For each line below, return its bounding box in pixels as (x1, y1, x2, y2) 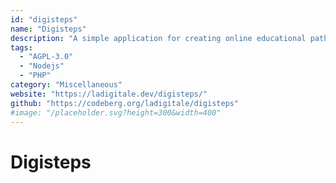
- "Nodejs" (19, 61, 65, 71)
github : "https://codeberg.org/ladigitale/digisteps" (10, 98, 240, 108)
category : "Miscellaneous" (10, 80, 123, 90)
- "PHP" (19, 71, 52, 81)
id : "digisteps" (10, 14, 78, 25)
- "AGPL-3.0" (19, 52, 74, 62)
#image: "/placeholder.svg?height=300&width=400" (10, 107, 222, 118)
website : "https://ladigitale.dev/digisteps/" (10, 89, 208, 99)
